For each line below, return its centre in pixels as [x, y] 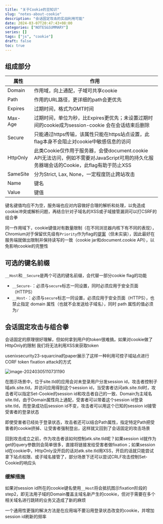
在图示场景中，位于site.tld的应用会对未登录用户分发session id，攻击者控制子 [81, 382]
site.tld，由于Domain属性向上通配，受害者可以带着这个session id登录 [74, 400]
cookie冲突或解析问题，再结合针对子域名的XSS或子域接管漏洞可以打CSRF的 [81, 212]
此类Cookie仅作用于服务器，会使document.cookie [91, 151]
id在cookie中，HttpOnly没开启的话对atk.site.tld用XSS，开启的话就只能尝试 [80, 451]
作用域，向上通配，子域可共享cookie [75, 91]
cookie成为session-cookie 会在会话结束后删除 [97, 125]
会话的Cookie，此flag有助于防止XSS [90, 165]
